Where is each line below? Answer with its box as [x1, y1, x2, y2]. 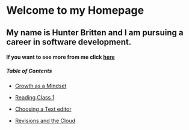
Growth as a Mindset [14, 82, 67, 90]
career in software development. [6, 37, 132, 47]
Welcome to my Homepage [6, 4, 144, 17]
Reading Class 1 [14, 94, 55, 101]
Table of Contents [6, 67, 52, 74]
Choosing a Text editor [14, 105, 72, 113]
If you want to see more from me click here [6, 53, 116, 61]
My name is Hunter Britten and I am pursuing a [6, 28, 184, 38]
